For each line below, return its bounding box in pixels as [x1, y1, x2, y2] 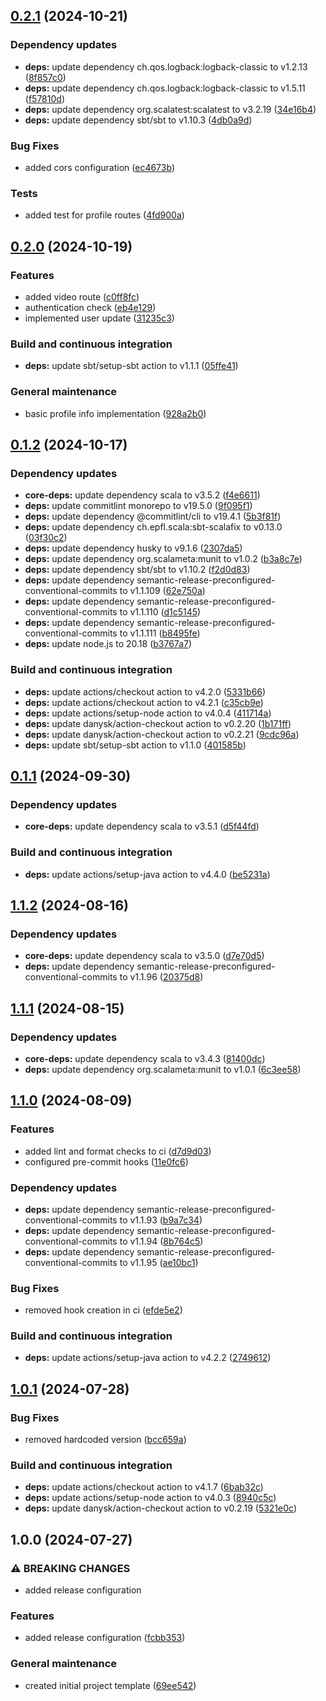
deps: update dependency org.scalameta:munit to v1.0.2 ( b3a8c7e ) [24, 553, 303, 565]
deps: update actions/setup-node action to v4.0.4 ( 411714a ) [24, 707, 272, 719]
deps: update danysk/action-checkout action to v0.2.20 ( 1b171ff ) [24, 717, 292, 729]
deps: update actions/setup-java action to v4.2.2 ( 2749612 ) [24, 1352, 272, 1364]
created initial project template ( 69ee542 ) [24, 1679, 197, 1691]
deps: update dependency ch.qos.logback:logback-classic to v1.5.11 [24, 82, 306, 94]
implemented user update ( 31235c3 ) [24, 312, 175, 324]
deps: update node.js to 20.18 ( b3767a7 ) [24, 638, 193, 650]
